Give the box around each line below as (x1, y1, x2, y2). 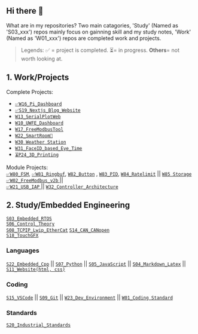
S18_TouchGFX (6, 232, 39, 239)
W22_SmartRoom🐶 (14, 133, 53, 139)
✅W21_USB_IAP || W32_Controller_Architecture (6, 183, 118, 190)
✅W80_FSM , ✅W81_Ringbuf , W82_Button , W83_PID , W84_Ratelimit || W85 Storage (6, 170, 192, 177)
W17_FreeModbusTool (14, 126, 64, 132)
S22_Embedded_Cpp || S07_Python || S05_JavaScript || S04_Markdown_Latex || (6, 260, 187, 267)
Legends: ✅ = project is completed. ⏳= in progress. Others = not (20, 46, 180, 54)
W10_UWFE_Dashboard (14, 120, 64, 126)
